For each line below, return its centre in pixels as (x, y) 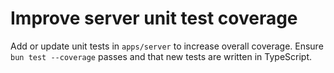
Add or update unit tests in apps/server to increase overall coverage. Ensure (167, 46)
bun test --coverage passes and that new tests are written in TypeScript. (161, 56)
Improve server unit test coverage (154, 18)
